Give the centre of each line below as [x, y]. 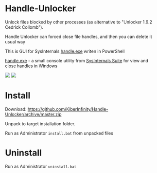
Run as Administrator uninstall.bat [41, 166]
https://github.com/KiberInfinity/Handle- [68, 109]
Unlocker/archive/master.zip [33, 114]
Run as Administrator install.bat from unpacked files [59, 133]
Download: [16, 109]
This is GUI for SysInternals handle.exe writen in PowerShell [65, 51]
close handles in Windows [31, 66]
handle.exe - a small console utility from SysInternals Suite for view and [77, 60]
